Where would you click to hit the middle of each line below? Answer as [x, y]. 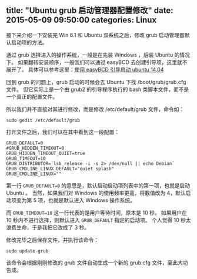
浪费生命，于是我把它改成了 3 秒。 [48, 227]
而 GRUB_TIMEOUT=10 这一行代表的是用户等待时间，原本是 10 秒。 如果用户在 [96, 213]
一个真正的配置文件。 [32, 96]
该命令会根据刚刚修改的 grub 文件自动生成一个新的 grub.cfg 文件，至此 [92, 263]
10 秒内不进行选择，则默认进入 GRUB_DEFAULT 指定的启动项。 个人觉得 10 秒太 [98, 220]
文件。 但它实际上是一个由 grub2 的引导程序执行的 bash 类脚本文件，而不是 [98, 89]
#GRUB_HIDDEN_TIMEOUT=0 [35, 148]
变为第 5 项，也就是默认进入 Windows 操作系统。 [76, 200]
